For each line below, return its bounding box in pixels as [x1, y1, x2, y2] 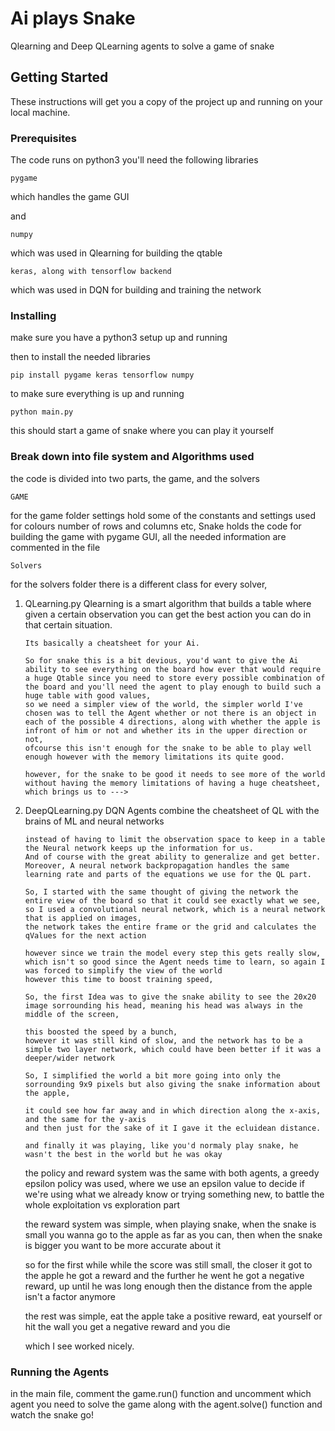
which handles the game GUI [10, 191, 130, 203]
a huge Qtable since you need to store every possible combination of [24, 673, 326, 683]
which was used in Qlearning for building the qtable [10, 247, 223, 259]
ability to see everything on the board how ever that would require [24, 664, 322, 674]
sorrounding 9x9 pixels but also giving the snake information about [24, 1079, 322, 1089]
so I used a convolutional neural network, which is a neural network [24, 904, 326, 914]
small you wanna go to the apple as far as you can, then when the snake [24, 1228, 323, 1241]
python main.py [10, 407, 74, 417]
